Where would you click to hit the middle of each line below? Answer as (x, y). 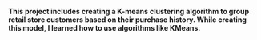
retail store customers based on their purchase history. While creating (127, 20)
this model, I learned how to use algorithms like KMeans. (104, 28)
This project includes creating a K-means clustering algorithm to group (129, 11)
